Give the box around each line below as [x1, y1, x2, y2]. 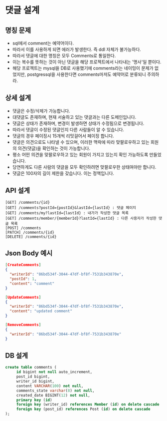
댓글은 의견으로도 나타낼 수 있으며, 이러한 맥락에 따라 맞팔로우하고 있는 [12, 139, 150, 145]
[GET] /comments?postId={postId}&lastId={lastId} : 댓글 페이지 [5, 205, 136, 210]
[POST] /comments [5, 225, 41, 230]
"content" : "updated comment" [9, 309, 72, 314]
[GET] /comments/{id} [5, 200, 50, 205]
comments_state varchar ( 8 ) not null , [16, 388, 95, 393]
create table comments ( [5, 365, 57, 370]
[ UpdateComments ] [5, 295, 41, 300]
